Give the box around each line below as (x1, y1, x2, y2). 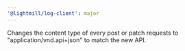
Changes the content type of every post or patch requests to (7, 29, 179, 37)
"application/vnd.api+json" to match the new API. (7, 35, 147, 44)
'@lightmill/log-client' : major (7, 10, 99, 17)
